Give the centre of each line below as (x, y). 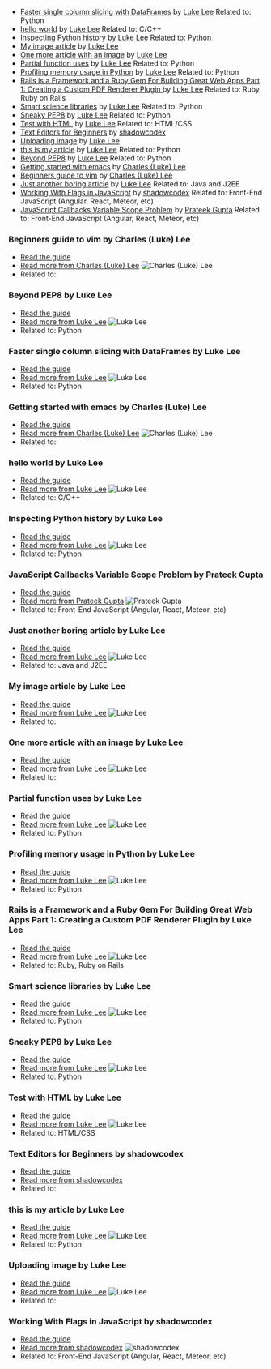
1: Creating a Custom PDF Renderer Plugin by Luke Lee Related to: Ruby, (140, 89)
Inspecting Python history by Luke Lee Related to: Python (116, 37)
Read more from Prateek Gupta (72, 601)
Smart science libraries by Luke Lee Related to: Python (111, 106)
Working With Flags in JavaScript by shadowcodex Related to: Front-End (141, 193)
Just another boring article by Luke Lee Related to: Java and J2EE (130, 184)
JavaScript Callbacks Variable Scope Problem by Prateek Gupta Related (140, 210)
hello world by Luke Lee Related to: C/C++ (91, 29)
